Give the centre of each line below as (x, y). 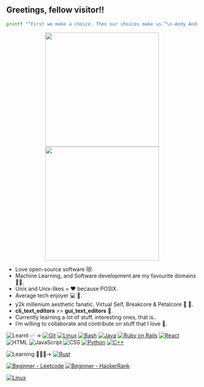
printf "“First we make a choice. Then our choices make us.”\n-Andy (96, 24)
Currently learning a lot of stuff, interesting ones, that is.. (86, 317)
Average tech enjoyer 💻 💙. (49, 295)
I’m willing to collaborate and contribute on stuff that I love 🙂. (91, 323)
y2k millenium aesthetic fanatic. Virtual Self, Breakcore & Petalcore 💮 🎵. (104, 304)
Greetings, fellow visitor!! (55, 10)
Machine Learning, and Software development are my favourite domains (105, 276)
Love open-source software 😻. (54, 269)
